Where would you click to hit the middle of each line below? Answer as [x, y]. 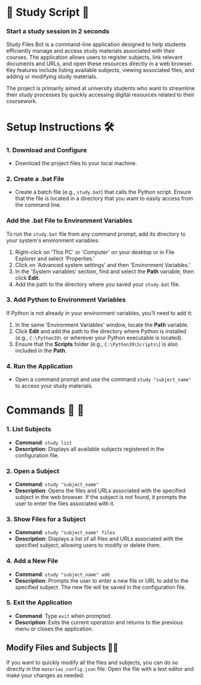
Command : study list [43, 442]
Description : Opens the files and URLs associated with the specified [100, 491]
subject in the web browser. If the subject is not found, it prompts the [101, 497]
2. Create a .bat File [35, 179]
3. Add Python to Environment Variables [66, 300]
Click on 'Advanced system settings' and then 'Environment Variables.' [103, 265]
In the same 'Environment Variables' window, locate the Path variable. [102, 325]
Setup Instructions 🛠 [60, 127]
